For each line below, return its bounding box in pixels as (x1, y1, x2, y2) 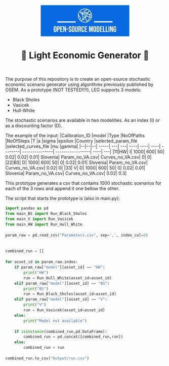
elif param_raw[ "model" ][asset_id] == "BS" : (14, 281, 110, 286)
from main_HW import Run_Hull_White (5, 222, 82, 227)
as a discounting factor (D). (5, 123, 62, 129)
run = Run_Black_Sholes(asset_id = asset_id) (23, 291, 116, 296)
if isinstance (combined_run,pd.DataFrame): (14, 329, 108, 334)
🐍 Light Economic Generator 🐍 (21, 49, 149, 61)
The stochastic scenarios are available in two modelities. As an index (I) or (5, 117, 160, 123)
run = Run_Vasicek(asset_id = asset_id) (23, 308, 105, 313)
